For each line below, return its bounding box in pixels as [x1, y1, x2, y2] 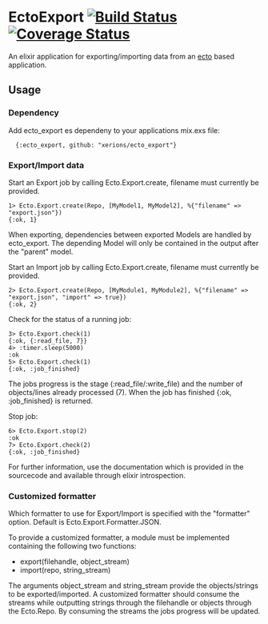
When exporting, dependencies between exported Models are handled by [8, 229, 252, 240]
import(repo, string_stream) [19, 566, 111, 575]
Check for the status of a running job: [8, 314, 132, 324]
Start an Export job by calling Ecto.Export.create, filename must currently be [8, 177, 260, 187]
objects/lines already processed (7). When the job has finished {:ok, [8, 387, 232, 397]
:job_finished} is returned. [8, 396, 94, 405]
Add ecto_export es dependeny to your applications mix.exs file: [8, 125, 220, 135]
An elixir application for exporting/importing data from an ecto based [8, 51, 234, 61]
